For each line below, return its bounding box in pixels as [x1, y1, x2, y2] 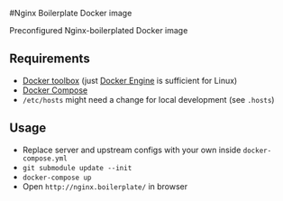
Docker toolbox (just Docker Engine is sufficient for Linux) [22, 75, 238, 86]
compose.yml [22, 153, 68, 163]
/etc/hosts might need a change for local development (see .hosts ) [22, 94, 275, 105]
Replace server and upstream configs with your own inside [22, 144, 242, 155]
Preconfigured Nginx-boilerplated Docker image [9, 25, 188, 35]
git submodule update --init [22, 163, 132, 172]
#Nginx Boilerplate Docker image [9, 8, 132, 18]
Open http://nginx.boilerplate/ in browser [22, 180, 188, 192]
